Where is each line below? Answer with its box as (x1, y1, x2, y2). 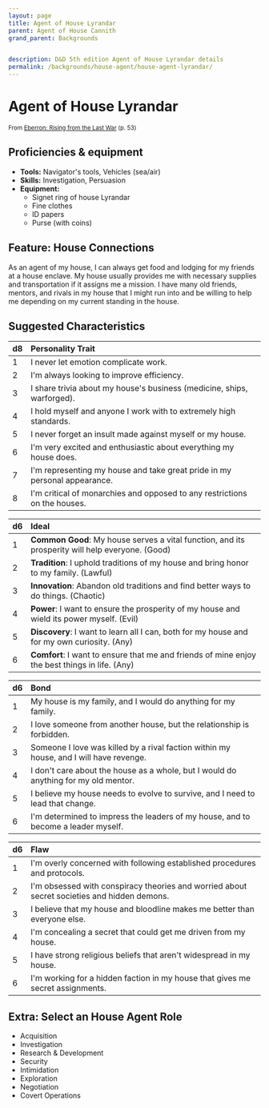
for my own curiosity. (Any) (30, 636, 134, 648)
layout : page (8, 11, 52, 20)
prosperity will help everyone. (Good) (30, 544, 171, 556)
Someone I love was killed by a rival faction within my (30, 742, 231, 753)
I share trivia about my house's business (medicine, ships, (30, 383, 248, 394)
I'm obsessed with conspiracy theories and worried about (30, 881, 247, 892)
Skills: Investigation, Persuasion (19, 175, 126, 185)
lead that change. (30, 798, 96, 809)
